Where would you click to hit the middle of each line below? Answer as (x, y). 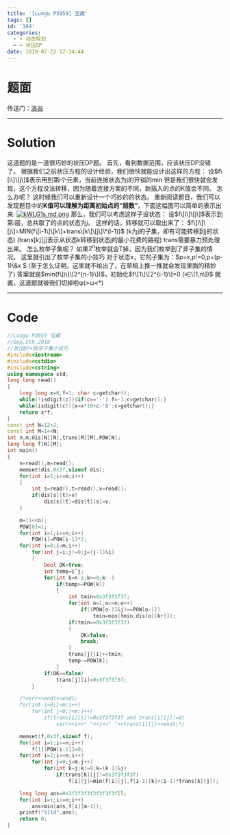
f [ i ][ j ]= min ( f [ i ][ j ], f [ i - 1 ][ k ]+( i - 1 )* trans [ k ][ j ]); (143, 781)
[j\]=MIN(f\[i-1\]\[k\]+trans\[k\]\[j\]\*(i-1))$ (66, 231)
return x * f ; (36, 412)
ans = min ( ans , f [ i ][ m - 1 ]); (67, 806)
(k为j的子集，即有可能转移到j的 (169, 231)
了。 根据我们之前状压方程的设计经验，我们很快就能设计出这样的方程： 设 (111, 171)
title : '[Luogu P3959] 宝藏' (48, 13)
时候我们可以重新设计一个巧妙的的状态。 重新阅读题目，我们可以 (129, 197)
